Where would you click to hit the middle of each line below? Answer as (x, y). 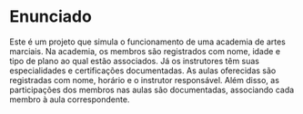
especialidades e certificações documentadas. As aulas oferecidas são (143, 71)
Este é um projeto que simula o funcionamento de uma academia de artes (148, 42)
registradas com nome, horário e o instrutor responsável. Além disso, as (145, 80)
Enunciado (51, 17)
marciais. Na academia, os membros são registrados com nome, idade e (145, 51)
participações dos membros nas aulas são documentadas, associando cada (152, 90)
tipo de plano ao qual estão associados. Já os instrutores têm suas (134, 61)
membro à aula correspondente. (70, 99)
